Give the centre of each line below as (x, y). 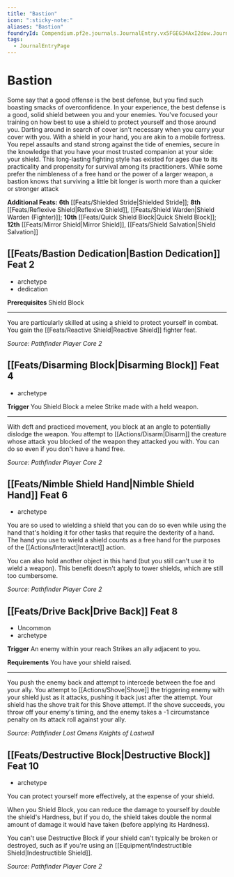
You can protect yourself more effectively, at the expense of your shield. (111, 796)
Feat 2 (21, 265)
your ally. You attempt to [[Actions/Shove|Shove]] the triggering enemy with (116, 690)
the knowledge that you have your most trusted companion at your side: (110, 151)
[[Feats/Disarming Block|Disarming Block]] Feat (113, 366)
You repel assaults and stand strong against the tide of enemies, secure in (114, 144)
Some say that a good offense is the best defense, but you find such (105, 100)
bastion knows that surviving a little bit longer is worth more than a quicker (114, 181)
